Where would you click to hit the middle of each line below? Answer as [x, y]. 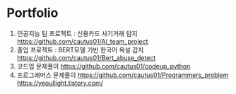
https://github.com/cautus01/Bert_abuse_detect [86, 57]
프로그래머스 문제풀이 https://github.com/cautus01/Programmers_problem [123, 75]
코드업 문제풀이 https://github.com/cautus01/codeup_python [104, 66]
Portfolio [33, 13]
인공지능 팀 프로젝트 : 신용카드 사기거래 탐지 [77, 33]
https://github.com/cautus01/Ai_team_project [82, 41]
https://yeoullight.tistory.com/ [60, 83]
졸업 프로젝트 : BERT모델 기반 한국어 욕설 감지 [80, 49]
